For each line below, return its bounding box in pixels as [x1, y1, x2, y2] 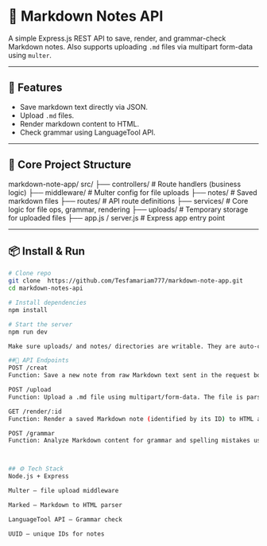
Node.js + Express [8, 473, 69, 481]
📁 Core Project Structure [8, 158, 132, 172]
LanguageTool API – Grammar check [8, 515, 123, 524]
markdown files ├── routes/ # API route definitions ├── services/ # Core [8, 196, 249, 205]
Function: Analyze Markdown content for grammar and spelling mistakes [8, 437, 250, 445]
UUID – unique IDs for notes [8, 529, 105, 538]
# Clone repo [8, 270, 52, 278]
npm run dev [8, 328, 48, 336]
